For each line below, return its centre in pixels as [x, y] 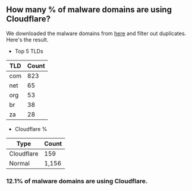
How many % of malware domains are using [89, 10]
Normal [19, 163]
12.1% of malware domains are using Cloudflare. [77, 181]
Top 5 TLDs [29, 51]
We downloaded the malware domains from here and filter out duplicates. [96, 33]
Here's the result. [27, 39]
